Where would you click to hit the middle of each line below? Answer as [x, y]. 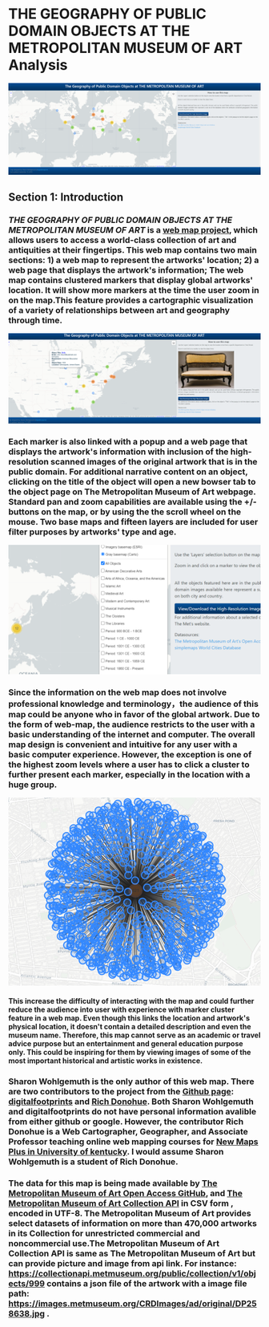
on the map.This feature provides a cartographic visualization [131, 300]
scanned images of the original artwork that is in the [154, 461]
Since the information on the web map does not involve [118, 692]
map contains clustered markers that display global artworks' [131, 280]
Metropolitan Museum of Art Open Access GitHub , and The [125, 1194]
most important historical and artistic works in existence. [105, 1061]
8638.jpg [27, 1314]
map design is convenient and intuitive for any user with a [123, 745]
